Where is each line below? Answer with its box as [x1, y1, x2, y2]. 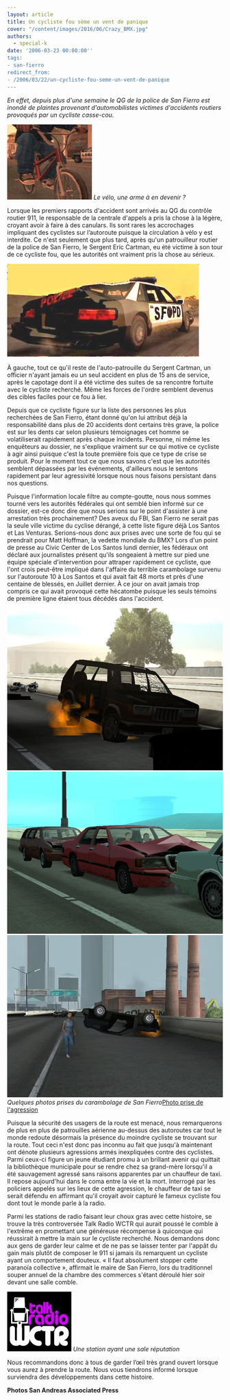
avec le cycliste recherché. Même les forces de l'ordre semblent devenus [7, 385, 214, 393]
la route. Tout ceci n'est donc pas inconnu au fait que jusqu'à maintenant [7, 1140, 213, 1149]
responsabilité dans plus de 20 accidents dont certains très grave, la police [7, 420, 219, 428]
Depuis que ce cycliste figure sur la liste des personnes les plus [7, 406, 187, 414]
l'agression [7, 1105, 39, 1114]
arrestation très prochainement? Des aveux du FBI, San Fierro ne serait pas [7, 514, 219, 522]
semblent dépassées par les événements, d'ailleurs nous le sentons [7, 464, 199, 472]
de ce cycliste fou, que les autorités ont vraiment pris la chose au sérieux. [7, 250, 216, 258]
